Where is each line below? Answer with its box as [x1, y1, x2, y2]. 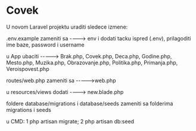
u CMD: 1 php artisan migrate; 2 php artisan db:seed [6, 117, 135, 125]
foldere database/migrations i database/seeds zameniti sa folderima [6, 99, 173, 107]
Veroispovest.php [6, 65, 49, 72]
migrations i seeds [6, 106, 52, 113]
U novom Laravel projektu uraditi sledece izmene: [6, 23, 128, 30]
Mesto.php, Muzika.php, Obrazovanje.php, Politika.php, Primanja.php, [6, 59, 178, 66]
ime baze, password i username [6, 41, 85, 48]
